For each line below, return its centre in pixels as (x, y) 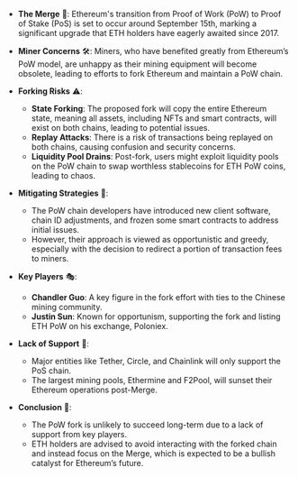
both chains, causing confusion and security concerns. (133, 147)
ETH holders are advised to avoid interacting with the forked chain (154, 444)
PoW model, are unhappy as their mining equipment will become (137, 64)
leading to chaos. (63, 175)
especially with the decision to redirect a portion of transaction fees (157, 249)
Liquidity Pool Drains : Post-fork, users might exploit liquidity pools (155, 156)
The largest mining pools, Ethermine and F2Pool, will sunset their (152, 380)
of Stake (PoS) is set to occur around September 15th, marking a (137, 23)
